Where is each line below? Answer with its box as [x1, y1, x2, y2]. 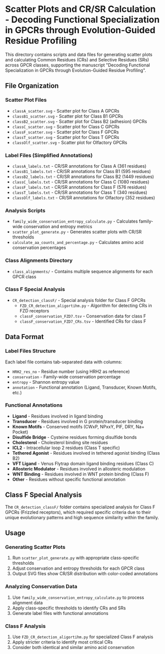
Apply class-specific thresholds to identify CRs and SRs [12, 605, 126, 611]
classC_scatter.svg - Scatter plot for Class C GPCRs [12, 123, 120, 129]
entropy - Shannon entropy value [12, 379, 80, 385]
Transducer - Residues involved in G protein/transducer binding [12, 418, 143, 424]
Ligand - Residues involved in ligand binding [12, 413, 103, 419]
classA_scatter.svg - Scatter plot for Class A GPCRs [12, 108, 120, 114]
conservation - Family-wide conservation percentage [12, 373, 121, 380]
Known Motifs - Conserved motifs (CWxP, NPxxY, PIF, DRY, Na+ [12, 423, 145, 429]
